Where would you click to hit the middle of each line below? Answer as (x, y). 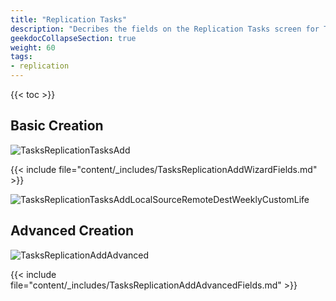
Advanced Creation (72, 231)
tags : (21, 57)
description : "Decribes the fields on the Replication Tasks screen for (165, 29)
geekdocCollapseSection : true (73, 38)
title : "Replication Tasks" (69, 19)
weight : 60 (33, 47)
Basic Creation (57, 126)
